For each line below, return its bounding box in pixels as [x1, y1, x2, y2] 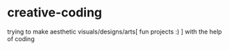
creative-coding [7, 5, 103, 21]
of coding [7, 34, 35, 42]
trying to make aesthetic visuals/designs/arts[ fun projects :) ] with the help [7, 27, 222, 36]
